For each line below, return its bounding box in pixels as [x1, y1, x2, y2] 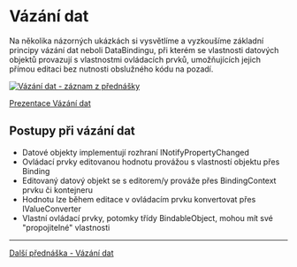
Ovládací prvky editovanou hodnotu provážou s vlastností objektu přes [21, 156, 280, 167]
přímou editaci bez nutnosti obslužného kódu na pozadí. [9, 64, 214, 74]
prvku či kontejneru [21, 184, 94, 195]
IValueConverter [21, 203, 82, 214]
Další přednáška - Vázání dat [9, 248, 114, 258]
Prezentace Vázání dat [9, 97, 91, 108]
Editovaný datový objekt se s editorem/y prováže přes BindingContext [21, 175, 277, 186]
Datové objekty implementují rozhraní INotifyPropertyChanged [21, 147, 249, 157]
